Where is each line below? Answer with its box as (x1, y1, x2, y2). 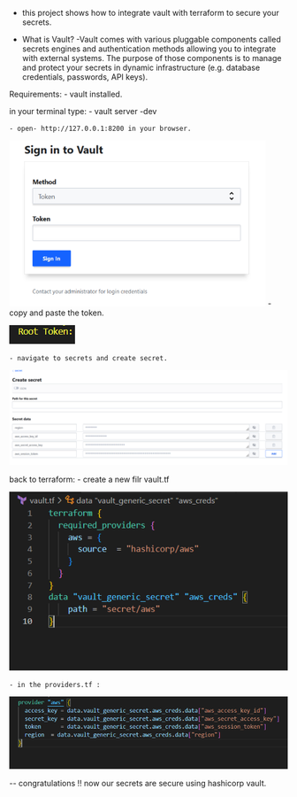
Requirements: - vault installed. (9, 89, 123, 99)
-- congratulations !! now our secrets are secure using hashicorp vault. (9, 778, 267, 788)
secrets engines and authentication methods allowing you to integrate (21, 43, 277, 54)
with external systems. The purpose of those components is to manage (21, 53, 282, 63)
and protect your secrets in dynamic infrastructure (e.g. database (21, 62, 261, 73)
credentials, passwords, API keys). (21, 72, 148, 82)
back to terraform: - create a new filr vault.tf (9, 474, 170, 485)
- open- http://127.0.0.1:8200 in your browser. (9, 124, 192, 133)
